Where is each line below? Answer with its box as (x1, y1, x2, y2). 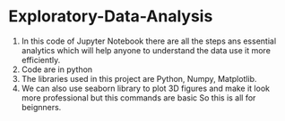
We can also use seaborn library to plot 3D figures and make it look (21, 83, 271, 93)
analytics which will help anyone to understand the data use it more (21, 44, 271, 55)
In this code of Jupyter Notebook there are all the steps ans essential (21, 36, 277, 46)
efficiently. (21, 54, 61, 65)
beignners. (21, 101, 62, 112)
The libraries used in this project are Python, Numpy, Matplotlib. (21, 73, 257, 84)
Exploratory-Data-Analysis (8, 6, 213, 27)
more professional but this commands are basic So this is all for (21, 92, 256, 103)
